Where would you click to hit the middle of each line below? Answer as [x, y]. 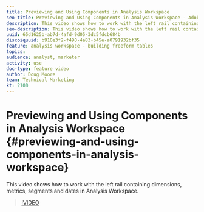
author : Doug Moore [31, 74]
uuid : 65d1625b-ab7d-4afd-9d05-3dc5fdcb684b [63, 35]
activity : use [24, 63]
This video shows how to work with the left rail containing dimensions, [94, 184]
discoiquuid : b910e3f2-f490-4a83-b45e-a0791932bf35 [73, 40]
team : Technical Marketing [40, 80]
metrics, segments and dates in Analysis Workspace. [73, 191]
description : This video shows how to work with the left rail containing [103, 23]
